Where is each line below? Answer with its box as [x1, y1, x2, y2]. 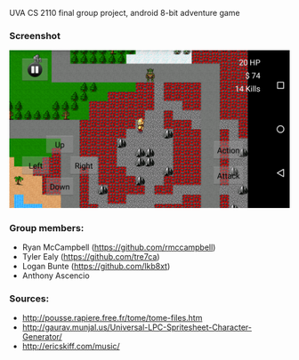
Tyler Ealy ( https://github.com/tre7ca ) [21, 252, 160, 262]
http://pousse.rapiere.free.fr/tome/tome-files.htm [21, 313, 203, 324]
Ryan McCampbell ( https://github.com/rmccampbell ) [21, 242, 216, 252]
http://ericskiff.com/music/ [21, 341, 120, 352]
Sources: [9, 292, 50, 305]
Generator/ [21, 332, 62, 342]
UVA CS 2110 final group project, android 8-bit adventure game [9, 8, 240, 18]
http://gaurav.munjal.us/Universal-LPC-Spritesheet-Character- [21, 322, 252, 332]
